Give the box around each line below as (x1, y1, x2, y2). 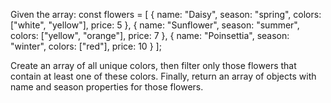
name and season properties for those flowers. (10, 81, 204, 93)
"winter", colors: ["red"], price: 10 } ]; (10, 40, 162, 52)
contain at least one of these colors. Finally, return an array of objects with (10, 70, 317, 82)
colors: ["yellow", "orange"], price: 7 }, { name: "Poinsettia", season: (10, 30, 290, 41)
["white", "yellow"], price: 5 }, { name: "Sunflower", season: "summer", (10, 19, 300, 31)
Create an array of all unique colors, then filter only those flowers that (10, 60, 297, 71)
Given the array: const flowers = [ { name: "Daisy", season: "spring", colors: (10, 9, 322, 20)
